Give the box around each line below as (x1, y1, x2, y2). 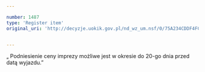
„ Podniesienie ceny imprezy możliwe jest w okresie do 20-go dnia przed (6, 53, 190, 60)
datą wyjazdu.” (6, 59, 44, 67)
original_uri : (6, 25, 43, 31)
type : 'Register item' (6, 19, 64, 26)
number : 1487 (6, 14, 40, 20)
